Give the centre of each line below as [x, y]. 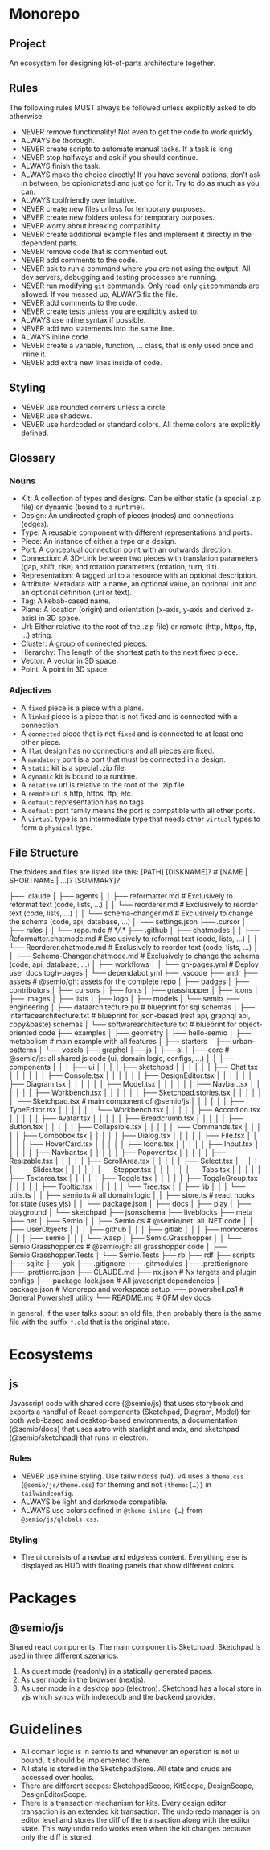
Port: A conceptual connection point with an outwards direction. [127, 550]
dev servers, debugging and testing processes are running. [119, 277]
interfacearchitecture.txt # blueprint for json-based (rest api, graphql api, [130, 1016]
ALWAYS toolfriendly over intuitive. [79, 200]
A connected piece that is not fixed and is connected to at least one [132, 734]
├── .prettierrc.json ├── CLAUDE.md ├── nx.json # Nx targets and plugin [133, 1272]
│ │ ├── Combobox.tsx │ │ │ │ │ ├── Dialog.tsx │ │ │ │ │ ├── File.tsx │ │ [133, 1136]
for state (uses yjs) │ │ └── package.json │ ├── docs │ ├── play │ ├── [130, 1204]
